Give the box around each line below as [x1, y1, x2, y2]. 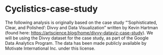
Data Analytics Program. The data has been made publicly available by [5, 40, 147, 46]
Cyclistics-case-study [5, 3, 98, 15]
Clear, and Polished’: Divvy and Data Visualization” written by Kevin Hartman [5, 24, 158, 30]
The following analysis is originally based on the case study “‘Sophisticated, [5, 19, 157, 25]
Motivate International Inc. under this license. [5, 45, 96, 51]
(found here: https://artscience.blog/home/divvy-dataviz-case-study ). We [5, 30, 153, 36]
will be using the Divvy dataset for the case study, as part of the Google [5, 35, 149, 41]
